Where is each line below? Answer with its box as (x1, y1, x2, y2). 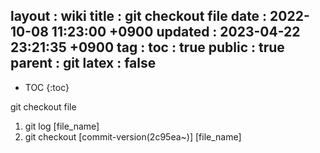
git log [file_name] (24, 120, 100, 132)
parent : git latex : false (10, 55, 157, 72)
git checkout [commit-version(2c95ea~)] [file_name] (24, 130, 242, 143)
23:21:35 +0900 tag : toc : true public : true (10, 39, 285, 56)
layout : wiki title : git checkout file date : (10, 8, 268, 25)
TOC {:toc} (24, 81, 70, 93)
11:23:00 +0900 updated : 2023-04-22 (51, 24, 301, 41)
